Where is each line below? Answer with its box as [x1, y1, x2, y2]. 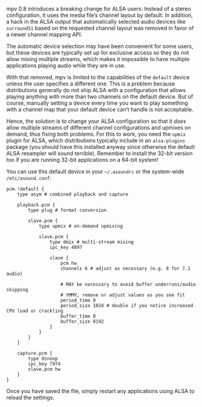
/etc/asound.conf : [6, 174, 51, 181]
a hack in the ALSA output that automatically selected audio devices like [6, 18, 186, 25]
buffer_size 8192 [60, 319, 104, 325]
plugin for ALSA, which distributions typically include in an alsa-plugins [6, 137, 186, 144]
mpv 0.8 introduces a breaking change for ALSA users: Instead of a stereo [6, 5, 192, 12]
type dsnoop [28, 356, 59, 362]
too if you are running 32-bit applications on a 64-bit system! [6, 156, 158, 163]
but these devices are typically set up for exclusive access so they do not [6, 49, 189, 56]
